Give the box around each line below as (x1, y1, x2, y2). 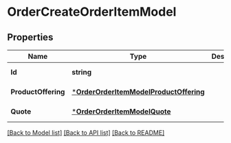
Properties (7, 31, 54, 43)
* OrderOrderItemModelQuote (71, 107, 171, 116)
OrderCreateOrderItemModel (7, 4, 177, 20)
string (71, 68, 92, 77)
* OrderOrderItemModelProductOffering (71, 87, 205, 96)
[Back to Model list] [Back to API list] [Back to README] (7, 129, 165, 137)
